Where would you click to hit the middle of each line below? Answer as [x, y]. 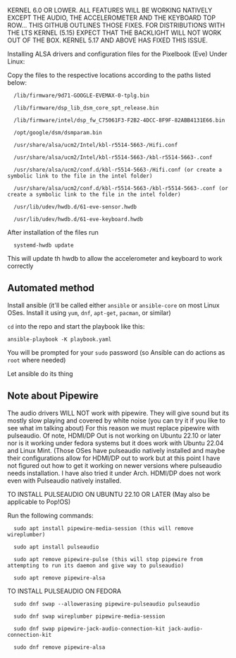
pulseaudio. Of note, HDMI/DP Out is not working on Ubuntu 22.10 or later [114, 435]
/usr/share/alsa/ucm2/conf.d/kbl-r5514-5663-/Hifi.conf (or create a [118, 170]
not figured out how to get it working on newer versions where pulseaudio [114, 465]
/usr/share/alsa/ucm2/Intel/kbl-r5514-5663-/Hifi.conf [96, 145]
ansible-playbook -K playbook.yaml [60, 339]
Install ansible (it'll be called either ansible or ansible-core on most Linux [113, 305]
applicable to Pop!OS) [39, 502]
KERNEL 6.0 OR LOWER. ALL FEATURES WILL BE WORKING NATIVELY [110, 10]
